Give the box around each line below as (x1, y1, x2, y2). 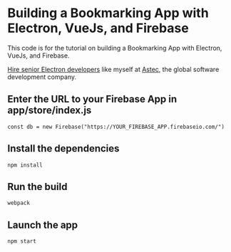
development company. (7, 73, 77, 81)
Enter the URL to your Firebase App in (7, 93, 178, 105)
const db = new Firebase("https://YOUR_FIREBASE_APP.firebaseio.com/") (7, 123, 225, 130)
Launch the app (7, 219, 78, 231)
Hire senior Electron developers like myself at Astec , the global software (7, 65, 220, 73)
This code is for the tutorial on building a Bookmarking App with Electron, (7, 43, 222, 52)
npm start (7, 238, 37, 245)
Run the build (7, 180, 68, 193)
